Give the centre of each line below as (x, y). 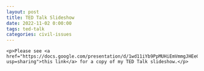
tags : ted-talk (25, 29)
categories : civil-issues (39, 35)
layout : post (23, 12)
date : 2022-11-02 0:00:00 (39, 23)
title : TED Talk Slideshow (40, 18)
